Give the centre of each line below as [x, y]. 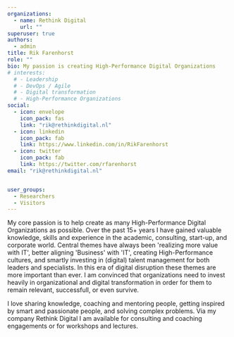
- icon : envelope [39, 112]
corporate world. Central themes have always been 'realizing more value [113, 245]
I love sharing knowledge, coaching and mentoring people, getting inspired [116, 304]
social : [19, 106]
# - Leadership [36, 79]
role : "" [20, 60]
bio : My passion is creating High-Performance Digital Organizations [112, 66]
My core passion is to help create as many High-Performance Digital [107, 223]
